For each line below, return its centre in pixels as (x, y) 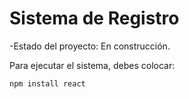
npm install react (47, 83)
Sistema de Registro (94, 18)
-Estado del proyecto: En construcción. (90, 46)
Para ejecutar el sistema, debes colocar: (92, 65)
